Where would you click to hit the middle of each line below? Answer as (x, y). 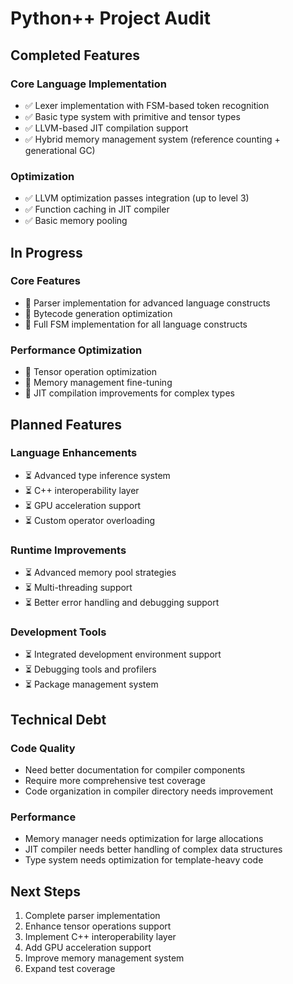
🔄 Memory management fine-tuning (98, 383)
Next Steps (45, 891)
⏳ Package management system (91, 684)
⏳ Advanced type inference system (97, 475)
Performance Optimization (76, 350)
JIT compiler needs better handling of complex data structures (153, 849)
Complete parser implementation (92, 916)
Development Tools (58, 632)
